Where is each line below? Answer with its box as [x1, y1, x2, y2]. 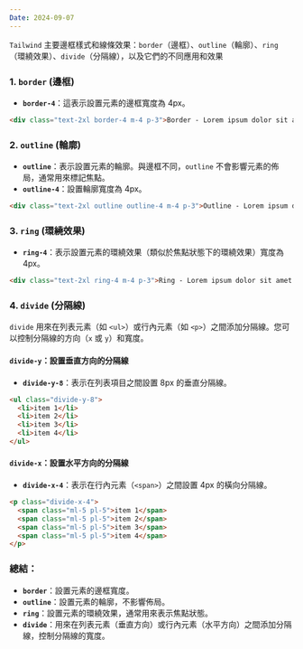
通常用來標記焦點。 [38, 173, 110, 183]
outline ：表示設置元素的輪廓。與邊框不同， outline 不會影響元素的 [22, 161, 271, 172]
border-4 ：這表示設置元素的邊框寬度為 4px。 [22, 97, 190, 108]
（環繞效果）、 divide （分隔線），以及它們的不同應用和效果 [9, 51, 224, 61]
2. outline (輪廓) [9, 138, 81, 151]
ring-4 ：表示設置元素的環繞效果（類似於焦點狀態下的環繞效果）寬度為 [22, 247, 284, 258]
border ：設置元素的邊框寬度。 [22, 585, 134, 596]
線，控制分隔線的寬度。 [22, 630, 110, 641]
